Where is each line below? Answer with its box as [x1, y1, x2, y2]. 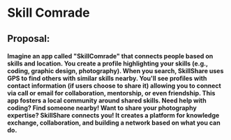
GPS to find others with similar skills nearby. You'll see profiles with [7, 75, 207, 83]
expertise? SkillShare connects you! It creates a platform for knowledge [7, 111, 220, 120]
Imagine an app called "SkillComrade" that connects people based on [7, 52, 214, 61]
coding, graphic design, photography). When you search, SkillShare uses [7, 67, 224, 75]
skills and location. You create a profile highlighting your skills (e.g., [7, 59, 208, 68]
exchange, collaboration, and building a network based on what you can [7, 118, 221, 127]
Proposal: [7, 33, 50, 45]
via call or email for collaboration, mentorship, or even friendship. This [7, 89, 216, 98]
